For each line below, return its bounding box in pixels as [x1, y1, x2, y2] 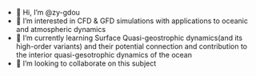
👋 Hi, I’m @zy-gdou [15, 8, 80, 17]
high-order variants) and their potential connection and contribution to [15, 42, 248, 51]
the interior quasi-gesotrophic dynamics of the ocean [15, 50, 192, 59]
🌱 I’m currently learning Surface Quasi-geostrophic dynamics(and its [15, 33, 242, 42]
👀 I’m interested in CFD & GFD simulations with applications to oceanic [15, 16, 248, 26]
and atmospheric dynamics [15, 25, 106, 34]
